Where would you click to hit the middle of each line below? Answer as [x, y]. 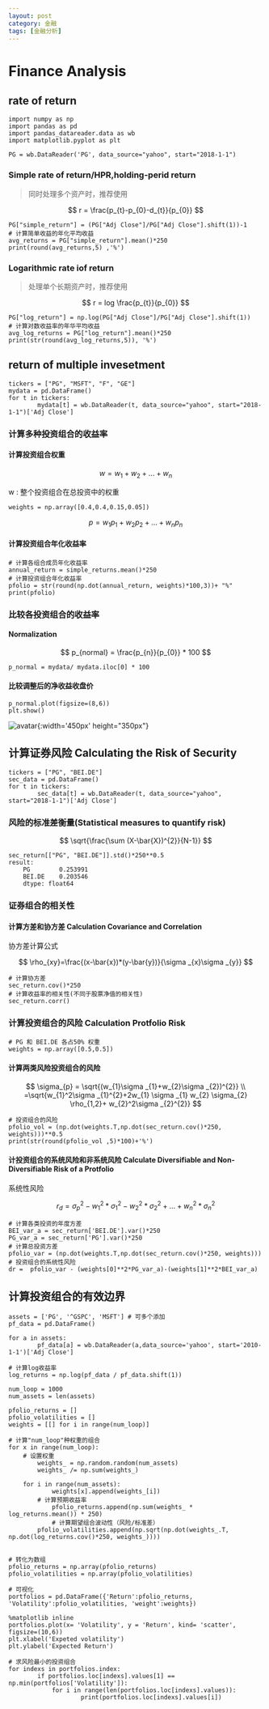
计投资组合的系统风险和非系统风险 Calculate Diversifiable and [112, 1160]
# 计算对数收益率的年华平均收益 [54, 326]
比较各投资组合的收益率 [54, 614]
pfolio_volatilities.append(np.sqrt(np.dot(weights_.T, [133, 1530]
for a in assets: [38, 1338]
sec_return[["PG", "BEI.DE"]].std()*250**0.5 [86, 856]
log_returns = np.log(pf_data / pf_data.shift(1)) [95, 1375]
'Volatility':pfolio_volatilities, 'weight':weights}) [103, 1604]
